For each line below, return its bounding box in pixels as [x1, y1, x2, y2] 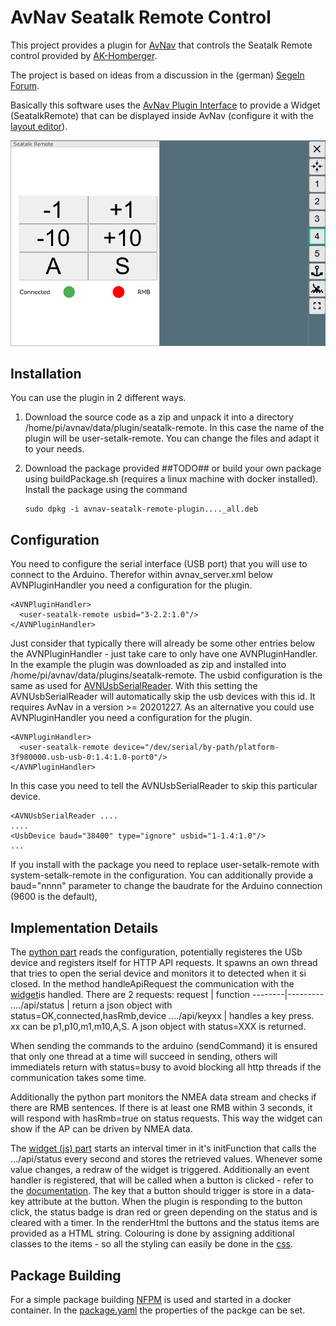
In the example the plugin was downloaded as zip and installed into [10, 659, 287, 671]
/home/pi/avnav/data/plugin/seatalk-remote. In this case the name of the [24, 422, 325, 434]
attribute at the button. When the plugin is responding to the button [27, 1196, 303, 1208]
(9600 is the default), [10, 891, 98, 903]
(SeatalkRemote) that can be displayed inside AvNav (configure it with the [10, 109, 314, 121]
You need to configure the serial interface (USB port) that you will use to [10, 558, 308, 570]
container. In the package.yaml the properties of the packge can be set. [10, 1304, 306, 1316]
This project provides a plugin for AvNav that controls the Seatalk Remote [10, 39, 313, 51]
